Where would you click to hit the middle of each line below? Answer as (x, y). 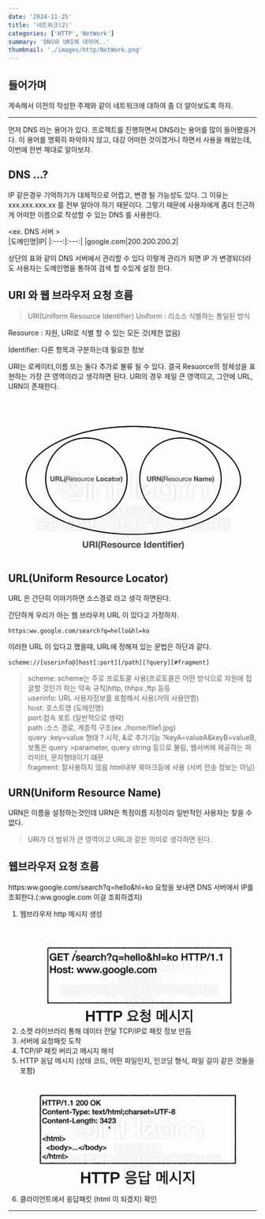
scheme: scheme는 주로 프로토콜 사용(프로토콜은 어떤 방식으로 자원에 (136, 678)
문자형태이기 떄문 (77, 757)
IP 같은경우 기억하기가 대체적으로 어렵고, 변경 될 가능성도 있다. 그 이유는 (118, 194)
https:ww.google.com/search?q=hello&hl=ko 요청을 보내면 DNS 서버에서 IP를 (131, 887)
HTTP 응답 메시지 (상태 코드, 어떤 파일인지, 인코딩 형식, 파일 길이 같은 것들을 (137, 1060)
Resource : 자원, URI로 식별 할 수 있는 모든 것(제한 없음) (95, 333)
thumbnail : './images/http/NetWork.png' (76, 50)
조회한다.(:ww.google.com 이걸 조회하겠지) (75, 896)
